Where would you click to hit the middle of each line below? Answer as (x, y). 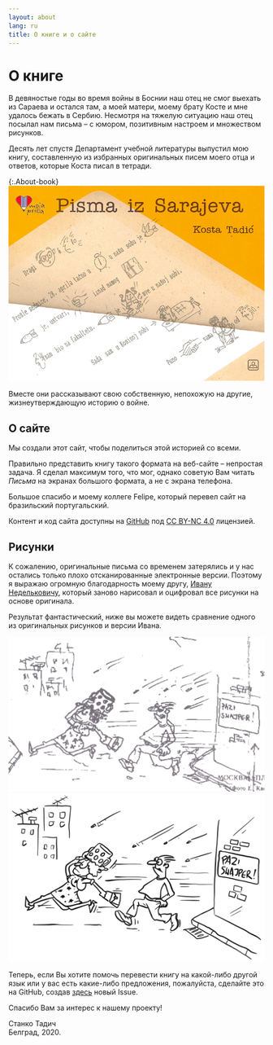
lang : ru (23, 26)
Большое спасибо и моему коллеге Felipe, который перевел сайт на (127, 497)
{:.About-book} (34, 182)
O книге (36, 75)
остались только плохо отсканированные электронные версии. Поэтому (135, 575)
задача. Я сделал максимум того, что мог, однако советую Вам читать (132, 472)
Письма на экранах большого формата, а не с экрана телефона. (121, 481)
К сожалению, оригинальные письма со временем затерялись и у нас (131, 567)
